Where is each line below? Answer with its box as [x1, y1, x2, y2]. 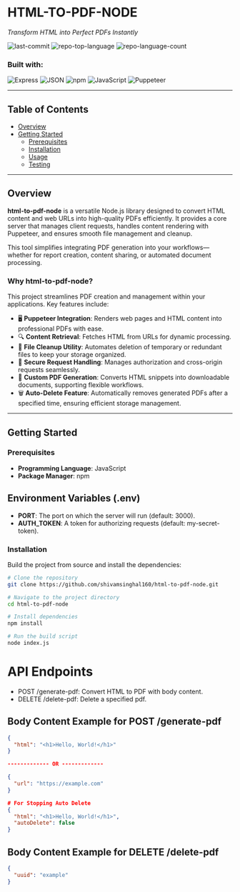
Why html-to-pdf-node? [7, 276, 94, 286]
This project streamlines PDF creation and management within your [7, 292, 206, 301]
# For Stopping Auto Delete [7, 799, 91, 807]
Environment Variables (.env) [7, 492, 141, 504]
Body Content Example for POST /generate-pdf [7, 716, 222, 728]
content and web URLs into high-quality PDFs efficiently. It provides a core [7, 214, 227, 222]
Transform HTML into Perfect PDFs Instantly [7, 28, 139, 36]
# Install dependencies [7, 613, 79, 621]
